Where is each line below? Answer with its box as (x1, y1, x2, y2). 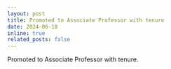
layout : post (7, 10, 46, 17)
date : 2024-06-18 (7, 23, 58, 30)
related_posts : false (7, 36, 71, 43)
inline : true (7, 29, 46, 37)
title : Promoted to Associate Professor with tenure (7, 17, 165, 24)
